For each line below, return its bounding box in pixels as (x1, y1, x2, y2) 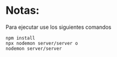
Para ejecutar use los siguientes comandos (5, 23, 112, 31)
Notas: (5, 4, 40, 17)
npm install (5, 35, 35, 41)
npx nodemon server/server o (5, 40, 78, 46)
